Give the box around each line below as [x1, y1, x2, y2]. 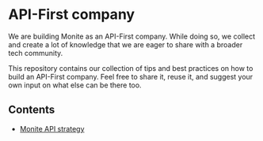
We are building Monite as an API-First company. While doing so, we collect [8, 32, 256, 41]
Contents [8, 103, 55, 117]
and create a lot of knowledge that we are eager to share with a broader [8, 39, 243, 49]
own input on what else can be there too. [8, 80, 142, 90]
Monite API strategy [19, 124, 85, 133]
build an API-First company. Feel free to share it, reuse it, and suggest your [8, 72, 253, 81]
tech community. [8, 48, 63, 58]
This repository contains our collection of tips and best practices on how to [8, 63, 253, 72]
